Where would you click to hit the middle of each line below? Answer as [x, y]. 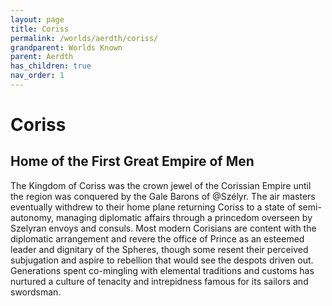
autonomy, [32, 217]
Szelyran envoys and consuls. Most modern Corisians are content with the [163, 228]
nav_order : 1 [37, 76]
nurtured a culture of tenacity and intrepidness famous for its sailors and [159, 281]
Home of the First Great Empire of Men [132, 161]
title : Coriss [40, 29]
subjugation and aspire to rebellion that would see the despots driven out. [162, 260]
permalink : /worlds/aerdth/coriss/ [84, 38]
